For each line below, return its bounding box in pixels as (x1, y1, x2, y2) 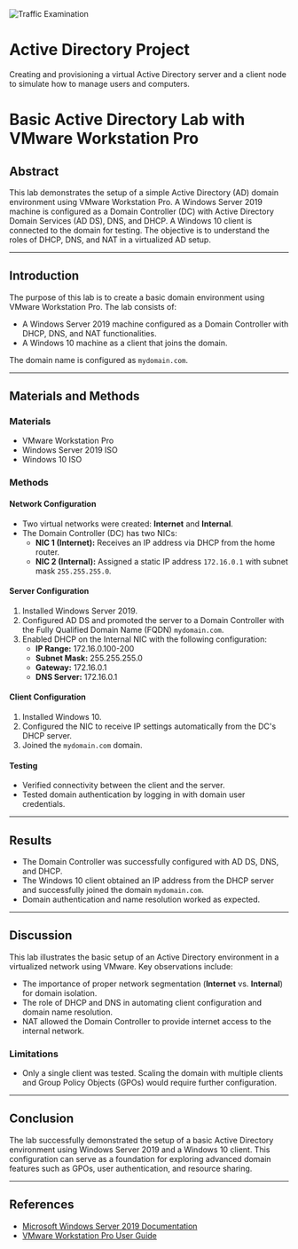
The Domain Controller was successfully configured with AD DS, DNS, (21, 856, 279, 866)
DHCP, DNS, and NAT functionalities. (21, 328, 157, 338)
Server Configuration (9, 586, 90, 597)
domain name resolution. (21, 1007, 114, 1017)
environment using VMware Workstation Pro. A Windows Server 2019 (9, 196, 263, 207)
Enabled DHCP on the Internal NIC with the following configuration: (21, 634, 268, 644)
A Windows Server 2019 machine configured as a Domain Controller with (21, 319, 289, 329)
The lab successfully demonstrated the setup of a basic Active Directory (9, 1134, 274, 1145)
